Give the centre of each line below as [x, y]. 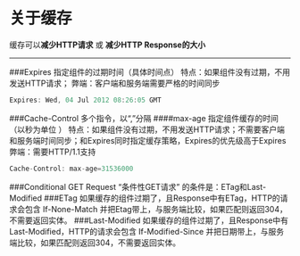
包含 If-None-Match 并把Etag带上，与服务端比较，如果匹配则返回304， [156, 209]
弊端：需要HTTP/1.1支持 [53, 152]
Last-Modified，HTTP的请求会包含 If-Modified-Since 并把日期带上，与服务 [147, 231]
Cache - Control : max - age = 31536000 [71, 169]
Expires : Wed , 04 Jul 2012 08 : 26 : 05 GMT [86, 100]
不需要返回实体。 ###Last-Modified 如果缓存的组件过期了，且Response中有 [149, 220]
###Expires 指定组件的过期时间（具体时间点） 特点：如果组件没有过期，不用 [150, 71]
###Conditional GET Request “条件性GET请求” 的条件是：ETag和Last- [137, 186]
